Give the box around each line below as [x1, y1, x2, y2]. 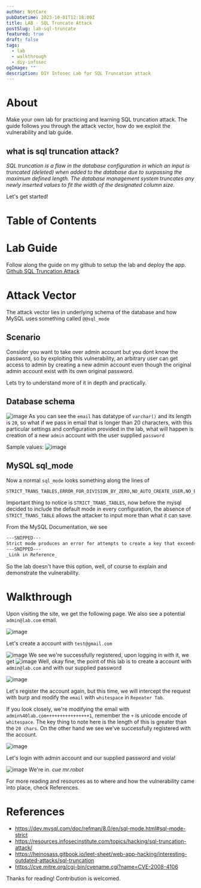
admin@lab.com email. [6, 616, 58, 624]
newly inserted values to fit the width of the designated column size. [6, 181, 175, 188]
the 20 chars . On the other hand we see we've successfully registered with [6, 725, 191, 732]
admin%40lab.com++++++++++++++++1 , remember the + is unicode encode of [6, 711, 187, 719]
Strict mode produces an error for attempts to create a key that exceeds [6, 541, 197, 547]
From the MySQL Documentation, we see [6, 523, 108, 531]
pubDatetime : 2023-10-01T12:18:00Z [6, 14, 95, 20]
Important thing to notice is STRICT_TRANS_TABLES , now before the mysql [6, 499, 182, 506]
